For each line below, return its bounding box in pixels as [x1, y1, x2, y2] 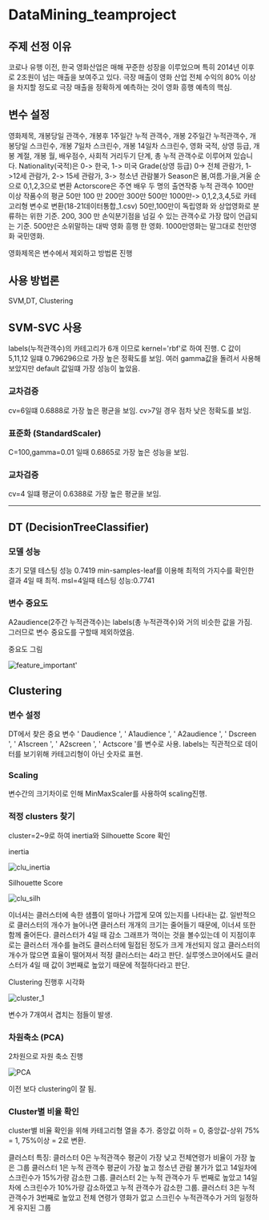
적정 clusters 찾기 [8, 811, 75, 822]
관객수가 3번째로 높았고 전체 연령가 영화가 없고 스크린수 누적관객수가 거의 [8, 1193, 238, 1202]
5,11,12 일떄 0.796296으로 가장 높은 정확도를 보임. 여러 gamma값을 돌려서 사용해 [8, 354, 261, 363]
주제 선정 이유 [8, 39, 72, 53]
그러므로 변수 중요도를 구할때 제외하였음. [8, 627, 134, 637]
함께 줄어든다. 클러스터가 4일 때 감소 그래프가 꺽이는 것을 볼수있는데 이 [8, 930, 228, 939]
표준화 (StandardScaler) [8, 428, 102, 439]
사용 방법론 [8, 274, 60, 288]
